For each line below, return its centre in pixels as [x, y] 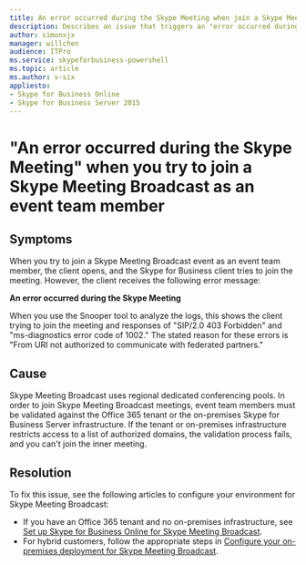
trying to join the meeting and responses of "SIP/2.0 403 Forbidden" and [146, 325]
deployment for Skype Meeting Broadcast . [139, 551]
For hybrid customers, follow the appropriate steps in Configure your [151, 541]
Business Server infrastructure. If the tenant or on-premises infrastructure [148, 425]
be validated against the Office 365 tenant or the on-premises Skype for [145, 415]
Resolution [41, 473]
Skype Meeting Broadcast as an [132, 186]
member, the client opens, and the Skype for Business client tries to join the [151, 271]
